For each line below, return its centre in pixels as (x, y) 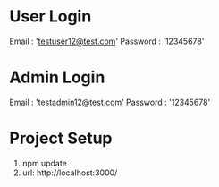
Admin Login (57, 77)
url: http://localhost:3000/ (70, 173)
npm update (44, 163)
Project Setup (61, 138)
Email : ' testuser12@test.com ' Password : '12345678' (107, 41)
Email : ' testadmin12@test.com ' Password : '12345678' (110, 102)
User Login (51, 17)
